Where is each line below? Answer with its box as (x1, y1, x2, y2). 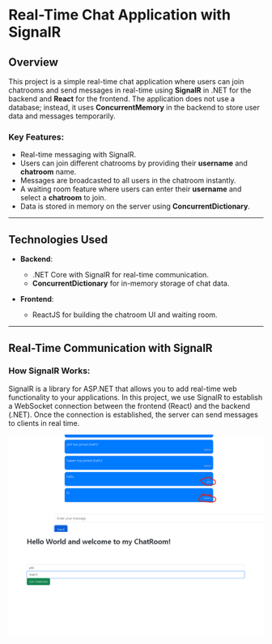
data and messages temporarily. (8, 111, 116, 121)
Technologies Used (8, 233, 108, 247)
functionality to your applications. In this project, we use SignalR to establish (8, 392, 263, 402)
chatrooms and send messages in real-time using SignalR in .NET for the (8, 85, 252, 95)
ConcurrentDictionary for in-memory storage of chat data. (32, 278, 230, 289)
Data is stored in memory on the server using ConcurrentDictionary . (19, 201, 251, 212)
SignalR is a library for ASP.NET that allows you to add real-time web (8, 384, 237, 393)
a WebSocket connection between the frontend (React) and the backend (8, 401, 251, 410)
